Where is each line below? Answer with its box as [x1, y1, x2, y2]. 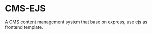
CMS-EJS [5, 3, 46, 14]
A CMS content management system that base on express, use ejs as [5, 19, 148, 25]
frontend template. [5, 24, 43, 30]
